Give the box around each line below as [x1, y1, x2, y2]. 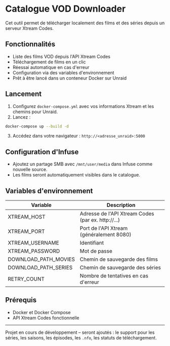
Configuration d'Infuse [5, 148, 79, 156]
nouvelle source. [12, 166, 48, 172]
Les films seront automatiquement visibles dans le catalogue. [12, 172, 141, 178]
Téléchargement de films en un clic [12, 59, 86, 65]
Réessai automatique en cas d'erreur [12, 64, 90, 70]
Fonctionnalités [5, 40, 56, 49]
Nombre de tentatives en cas [79, 272, 148, 280]
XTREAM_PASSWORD [8, 248, 60, 255]
